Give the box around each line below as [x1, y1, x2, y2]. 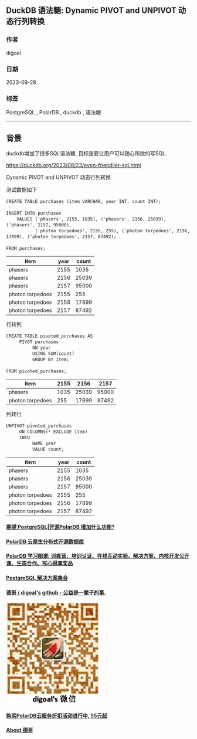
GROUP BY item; [32, 357, 69, 362]
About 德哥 [6, 727, 33, 734]
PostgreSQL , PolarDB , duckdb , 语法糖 [6, 109, 101, 116]
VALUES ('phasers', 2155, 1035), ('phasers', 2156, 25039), [16, 216, 167, 222]
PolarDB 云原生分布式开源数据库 [6, 538, 84, 545]
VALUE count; [32, 446, 64, 453]
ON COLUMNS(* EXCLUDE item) [19, 429, 88, 435]
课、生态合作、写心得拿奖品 [6, 560, 73, 567]
